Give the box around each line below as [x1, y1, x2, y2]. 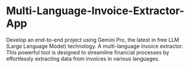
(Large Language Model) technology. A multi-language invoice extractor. [6, 43, 183, 50]
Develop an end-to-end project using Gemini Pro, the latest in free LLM [6, 36, 179, 43]
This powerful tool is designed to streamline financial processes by [6, 48, 170, 56]
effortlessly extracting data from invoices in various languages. [6, 55, 160, 62]
